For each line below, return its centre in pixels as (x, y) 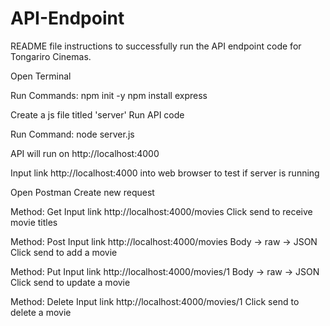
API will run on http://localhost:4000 (85, 153)
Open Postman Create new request (82, 192)
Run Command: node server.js (72, 134)
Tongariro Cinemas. (51, 56)
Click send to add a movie (64, 252)
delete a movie (41, 312)
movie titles (34, 222)
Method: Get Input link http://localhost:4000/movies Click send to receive (161, 211)
